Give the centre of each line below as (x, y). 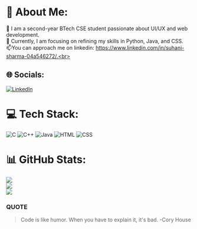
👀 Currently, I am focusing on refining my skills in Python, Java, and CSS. (95, 41)
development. (23, 34)
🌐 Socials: (25, 75)
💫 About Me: (37, 12)
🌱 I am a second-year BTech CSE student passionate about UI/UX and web (97, 28)
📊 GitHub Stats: (46, 159)
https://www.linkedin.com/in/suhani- (140, 47)
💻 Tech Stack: (42, 114)
